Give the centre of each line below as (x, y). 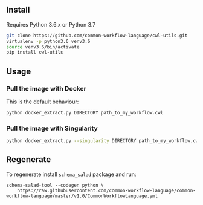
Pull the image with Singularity (52, 128)
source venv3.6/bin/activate (43, 47)
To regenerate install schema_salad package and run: (71, 174)
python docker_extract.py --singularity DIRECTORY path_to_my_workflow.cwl (104, 141)
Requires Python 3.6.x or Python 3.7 (51, 24)
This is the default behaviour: (43, 102)
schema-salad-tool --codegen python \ (55, 185)
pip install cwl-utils (35, 53)
